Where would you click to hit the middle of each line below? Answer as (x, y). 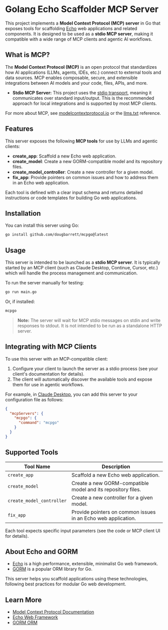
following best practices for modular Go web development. (66, 584)
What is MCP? (27, 55)
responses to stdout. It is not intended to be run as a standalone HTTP (90, 326)
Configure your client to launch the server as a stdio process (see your (85, 368)
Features (19, 129)
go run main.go (21, 292)
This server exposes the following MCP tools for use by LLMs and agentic (81, 141)
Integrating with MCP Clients (51, 347)
